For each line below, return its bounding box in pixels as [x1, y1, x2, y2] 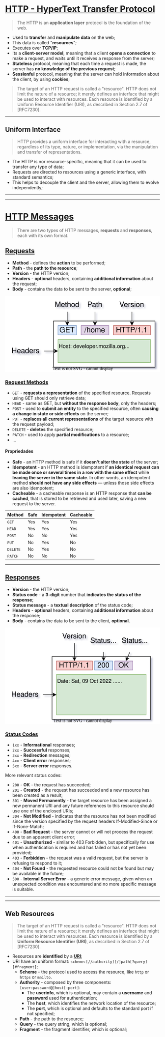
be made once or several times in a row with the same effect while [12, 469, 149, 475]
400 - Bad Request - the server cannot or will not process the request [12, 829, 153, 835]
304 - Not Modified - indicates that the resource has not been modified [12, 813, 156, 819]
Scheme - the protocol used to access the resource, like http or [19, 969, 149, 975]
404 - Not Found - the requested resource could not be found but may [12, 865, 154, 871]
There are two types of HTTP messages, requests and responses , [17, 227, 153, 233]
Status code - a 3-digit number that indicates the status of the [12, 591, 141, 598]
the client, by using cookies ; [12, 76, 70, 82]
